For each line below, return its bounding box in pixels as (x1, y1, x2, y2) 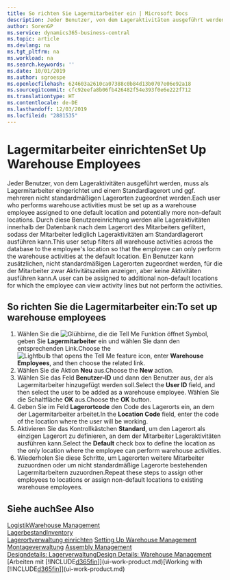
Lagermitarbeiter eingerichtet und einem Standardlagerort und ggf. (7, 186, 196, 194)
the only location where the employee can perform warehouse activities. (16, 447, 222, 455)
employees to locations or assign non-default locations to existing (16, 476, 203, 484)
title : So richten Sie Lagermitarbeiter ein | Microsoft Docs (7, 10, 188, 17)
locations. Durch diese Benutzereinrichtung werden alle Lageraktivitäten (7, 216, 211, 224)
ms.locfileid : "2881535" (7, 112, 78, 119)
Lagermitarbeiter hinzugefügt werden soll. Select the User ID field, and (16, 381, 216, 389)
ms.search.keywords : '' (7, 61, 75, 68)
